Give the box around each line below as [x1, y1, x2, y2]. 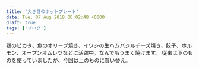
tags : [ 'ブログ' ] [6, 25, 46, 31]
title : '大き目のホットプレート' [6, 8, 79, 15]
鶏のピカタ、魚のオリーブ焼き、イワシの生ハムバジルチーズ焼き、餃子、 [6, 42, 182, 49]
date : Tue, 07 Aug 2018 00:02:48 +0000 [6, 14, 105, 20]
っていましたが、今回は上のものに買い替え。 [21, 57, 131, 64]
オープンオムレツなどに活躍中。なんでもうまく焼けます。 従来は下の [21, 50, 188, 57]
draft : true [6, 19, 36, 25]
